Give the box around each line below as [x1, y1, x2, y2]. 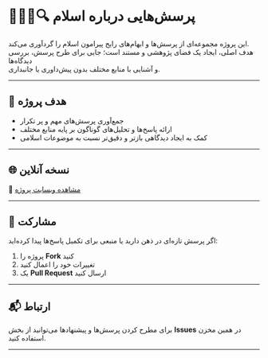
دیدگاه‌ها [8, 56, 33, 65]
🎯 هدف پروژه [8, 95, 67, 108]
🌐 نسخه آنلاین [8, 163, 70, 177]
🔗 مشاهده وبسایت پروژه [8, 185, 81, 194]
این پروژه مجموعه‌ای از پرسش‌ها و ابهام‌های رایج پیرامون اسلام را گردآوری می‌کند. [8, 38, 250, 49]
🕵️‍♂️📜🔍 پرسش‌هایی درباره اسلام [8, 7, 195, 25]
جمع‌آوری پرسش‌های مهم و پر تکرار [19, 115, 124, 125]
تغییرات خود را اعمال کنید [19, 260, 96, 270]
